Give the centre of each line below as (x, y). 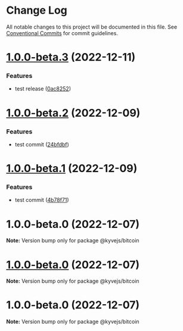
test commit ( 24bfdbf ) (42, 144)
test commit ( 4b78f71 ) (42, 200)
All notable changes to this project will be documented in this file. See (92, 27)
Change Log (37, 10)
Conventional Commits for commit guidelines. (62, 33)
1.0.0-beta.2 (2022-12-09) (73, 113)
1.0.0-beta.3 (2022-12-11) (71, 57)
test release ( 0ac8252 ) (43, 89)
